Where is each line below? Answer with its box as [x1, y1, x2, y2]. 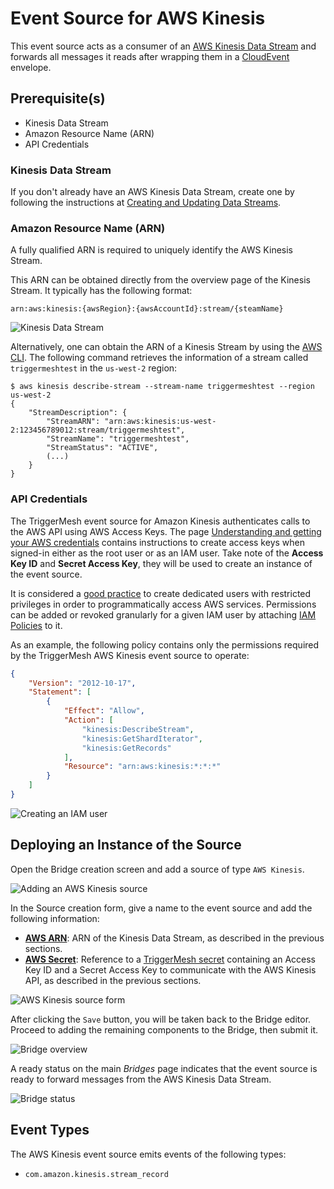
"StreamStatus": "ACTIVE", [46, 443, 159, 453]
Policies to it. [10, 619, 63, 631]
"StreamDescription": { [28, 408, 128, 418]
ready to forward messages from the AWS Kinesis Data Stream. [10, 1073, 272, 1085]
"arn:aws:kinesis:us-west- [104, 417, 217, 427]
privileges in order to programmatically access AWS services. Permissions [10, 598, 317, 610]
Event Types [10, 1122, 90, 1139]
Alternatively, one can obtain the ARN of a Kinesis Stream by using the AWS [10, 341, 323, 353]
